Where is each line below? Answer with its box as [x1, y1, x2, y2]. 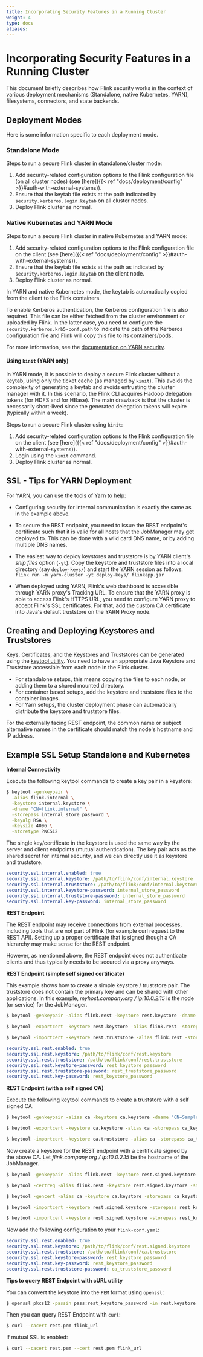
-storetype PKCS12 [11, 828, 59, 834]
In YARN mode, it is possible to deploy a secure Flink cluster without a [6, 370, 180, 378]
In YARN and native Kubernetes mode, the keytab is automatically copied [6, 288, 188, 295]
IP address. [6, 732, 34, 740]
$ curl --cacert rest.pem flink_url [6, 1323, 98, 1329]
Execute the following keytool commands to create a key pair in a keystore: [6, 778, 193, 785]
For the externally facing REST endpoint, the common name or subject [6, 720, 181, 727]
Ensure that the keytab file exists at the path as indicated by [14, 263, 164, 271]
